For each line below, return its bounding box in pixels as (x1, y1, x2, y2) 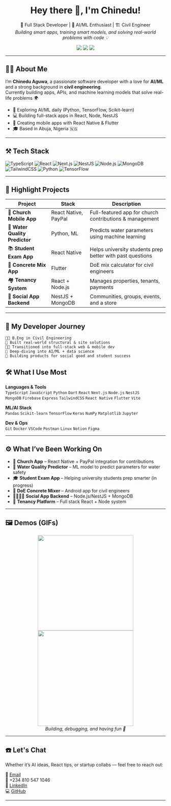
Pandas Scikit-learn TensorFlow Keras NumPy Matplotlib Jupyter (5, 411, 138, 416)
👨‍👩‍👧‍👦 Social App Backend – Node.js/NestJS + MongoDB (12, 493, 133, 499)
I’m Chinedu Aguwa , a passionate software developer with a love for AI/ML (5, 78, 164, 85)
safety (12, 469, 26, 475)
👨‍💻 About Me (5, 65, 48, 73)
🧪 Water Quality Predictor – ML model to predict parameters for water (12, 463, 160, 470)
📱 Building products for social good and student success (5, 353, 131, 358)
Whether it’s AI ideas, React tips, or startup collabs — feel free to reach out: (5, 762, 164, 768)
